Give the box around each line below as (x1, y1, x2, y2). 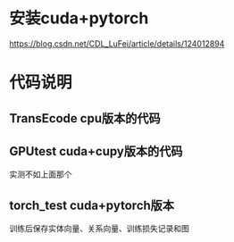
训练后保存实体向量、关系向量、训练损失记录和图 (9, 223, 189, 234)
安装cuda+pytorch (9, 8, 149, 29)
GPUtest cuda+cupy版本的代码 (9, 144, 183, 159)
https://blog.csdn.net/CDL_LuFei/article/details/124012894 (9, 38, 225, 49)
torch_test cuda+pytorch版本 (9, 197, 175, 213)
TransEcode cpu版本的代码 (9, 111, 161, 126)
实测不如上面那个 (9, 169, 72, 179)
